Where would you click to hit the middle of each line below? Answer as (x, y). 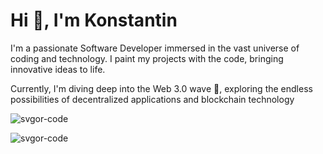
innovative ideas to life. (58, 69)
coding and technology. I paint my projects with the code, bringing (147, 58)
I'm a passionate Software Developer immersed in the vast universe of (155, 48)
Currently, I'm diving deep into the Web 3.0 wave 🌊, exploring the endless (161, 88)
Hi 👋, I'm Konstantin (94, 20)
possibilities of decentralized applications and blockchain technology (152, 99)
